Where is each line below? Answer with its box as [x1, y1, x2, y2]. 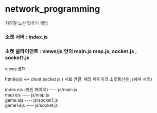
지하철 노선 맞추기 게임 [5, 20, 48, 26]
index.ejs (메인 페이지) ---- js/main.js [5, 87, 78, 93]
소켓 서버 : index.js [5, 33, 48, 40]
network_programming [5, 3, 101, 15]
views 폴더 [5, 66, 26, 72]
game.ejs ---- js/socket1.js [5, 97, 58, 103]
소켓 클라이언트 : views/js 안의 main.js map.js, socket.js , [5, 48, 137, 55]
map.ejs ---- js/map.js [5, 92, 50, 98]
